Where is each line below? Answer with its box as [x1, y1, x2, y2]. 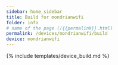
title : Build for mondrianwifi [6, 14, 84, 20]
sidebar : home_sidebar [6, 8, 63, 15]
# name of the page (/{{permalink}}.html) [6, 25, 113, 31]
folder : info [6, 19, 39, 25]
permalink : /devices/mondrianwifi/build [6, 31, 108, 37]
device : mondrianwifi [6, 36, 60, 42]
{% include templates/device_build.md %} [6, 53, 110, 59]
